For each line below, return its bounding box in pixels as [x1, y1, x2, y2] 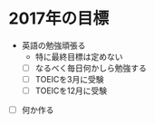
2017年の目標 [8, 8, 110, 29]
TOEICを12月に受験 [34, 85, 108, 96]
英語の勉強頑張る [21, 40, 86, 51]
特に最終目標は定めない [34, 51, 123, 62]
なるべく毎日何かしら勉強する [34, 62, 147, 73]
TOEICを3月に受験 [34, 74, 104, 84]
